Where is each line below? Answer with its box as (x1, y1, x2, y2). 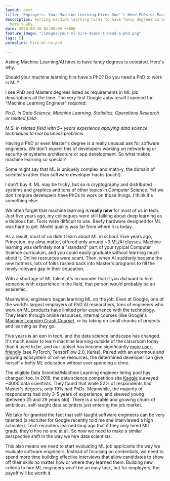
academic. (5, 286, 27, 292)
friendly (5, 349, 22, 355)
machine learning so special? (5, 156, 66, 162)
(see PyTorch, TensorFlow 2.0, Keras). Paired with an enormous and (22, 349, 164, 355)
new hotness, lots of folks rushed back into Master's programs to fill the (5, 260, 155, 266)
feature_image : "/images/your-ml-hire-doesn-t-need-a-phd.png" (5, 31, 142, 36)
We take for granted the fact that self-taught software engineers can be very (5, 412, 165, 418)
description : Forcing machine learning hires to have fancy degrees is (5, 17, 159, 22)
